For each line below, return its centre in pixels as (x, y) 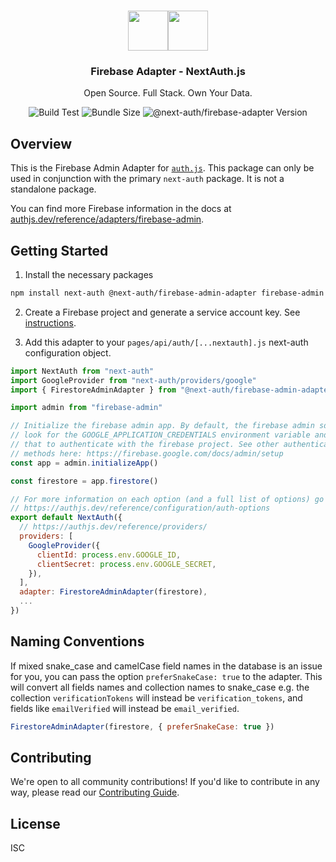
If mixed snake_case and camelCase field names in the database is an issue (166, 666)
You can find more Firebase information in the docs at (121, 209)
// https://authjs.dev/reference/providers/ (113, 527)
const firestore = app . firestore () (84, 481)
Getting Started (59, 250)
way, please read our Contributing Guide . (95, 792)
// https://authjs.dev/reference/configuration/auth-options (140, 508)
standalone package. (53, 189)
